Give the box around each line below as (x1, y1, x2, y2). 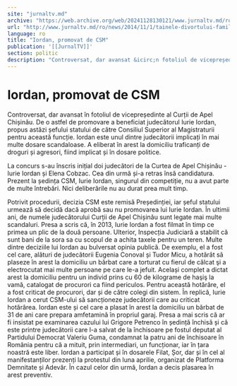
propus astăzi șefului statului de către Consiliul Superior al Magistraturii (7, 125, 215, 134)
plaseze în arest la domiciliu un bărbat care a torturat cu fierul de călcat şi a (7, 257, 226, 266)
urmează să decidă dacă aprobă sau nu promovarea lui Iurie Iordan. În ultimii (7, 205, 230, 214)
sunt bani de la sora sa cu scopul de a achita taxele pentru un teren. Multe (7, 235, 223, 244)
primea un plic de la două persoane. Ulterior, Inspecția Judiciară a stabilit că (7, 228, 229, 236)
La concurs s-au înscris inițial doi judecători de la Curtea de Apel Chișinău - (7, 161, 227, 170)
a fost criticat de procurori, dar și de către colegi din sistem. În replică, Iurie (7, 288, 226, 296)
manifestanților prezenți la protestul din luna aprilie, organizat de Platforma (7, 355, 224, 364)
